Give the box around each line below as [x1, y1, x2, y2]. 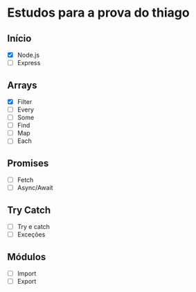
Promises [7, 157, 49, 169]
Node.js [17, 51, 40, 59]
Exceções [17, 230, 46, 239]
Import [17, 269, 37, 277]
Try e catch [17, 223, 51, 231]
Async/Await [17, 184, 53, 192]
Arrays [7, 79, 37, 91]
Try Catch [7, 204, 51, 216]
